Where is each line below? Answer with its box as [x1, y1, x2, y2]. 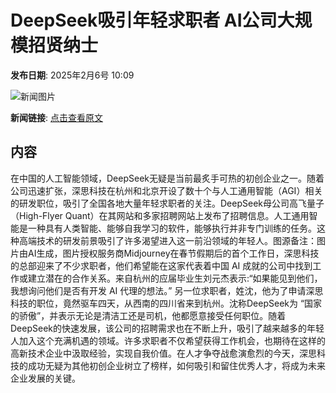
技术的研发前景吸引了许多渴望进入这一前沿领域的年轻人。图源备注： [36, 234, 317, 246]
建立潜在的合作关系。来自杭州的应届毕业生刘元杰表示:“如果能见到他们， [27, 272, 323, 284]
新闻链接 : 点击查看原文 [10, 111, 103, 123]
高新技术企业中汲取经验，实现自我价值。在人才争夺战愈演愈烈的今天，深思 [10, 347, 317, 359]
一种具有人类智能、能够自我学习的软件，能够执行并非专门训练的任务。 [27, 222, 317, 234]
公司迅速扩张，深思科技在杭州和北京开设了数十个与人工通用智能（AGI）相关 [10, 184, 323, 196]
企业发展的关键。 [10, 372, 81, 384]
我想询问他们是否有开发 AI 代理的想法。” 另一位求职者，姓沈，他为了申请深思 [10, 284, 324, 296]
